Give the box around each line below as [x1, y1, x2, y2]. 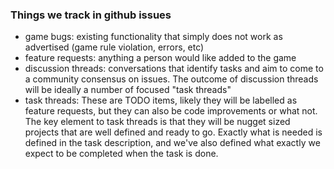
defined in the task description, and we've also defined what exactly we [24, 137, 321, 149]
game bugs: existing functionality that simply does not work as [24, 31, 283, 43]
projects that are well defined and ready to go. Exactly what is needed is [24, 126, 323, 138]
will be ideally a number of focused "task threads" [24, 84, 232, 96]
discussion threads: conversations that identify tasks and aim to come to [24, 63, 324, 75]
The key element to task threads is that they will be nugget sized [24, 116, 291, 128]
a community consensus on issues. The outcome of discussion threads [24, 73, 319, 85]
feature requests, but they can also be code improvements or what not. [24, 105, 318, 117]
